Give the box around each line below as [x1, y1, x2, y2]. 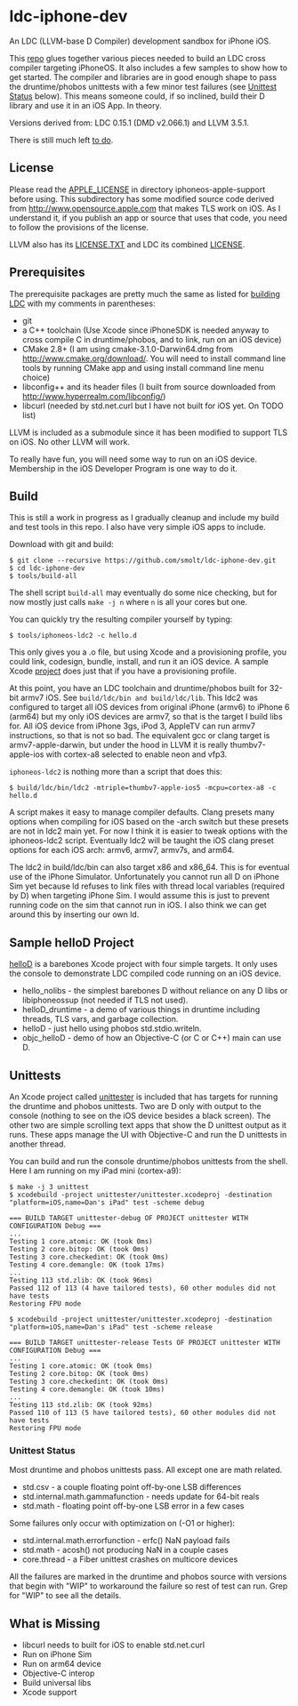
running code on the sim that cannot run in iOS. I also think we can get [9, 900, 267, 911]
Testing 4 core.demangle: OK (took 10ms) [9, 1385, 165, 1394]
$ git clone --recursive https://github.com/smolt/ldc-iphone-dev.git [9, 556, 277, 566]
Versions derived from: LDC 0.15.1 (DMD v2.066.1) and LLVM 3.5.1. [9, 117, 250, 128]
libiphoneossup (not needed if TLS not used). [21, 994, 189, 1006]
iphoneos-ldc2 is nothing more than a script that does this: [9, 767, 222, 777]
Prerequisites [9, 265, 85, 280]
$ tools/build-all [9, 572, 77, 581]
